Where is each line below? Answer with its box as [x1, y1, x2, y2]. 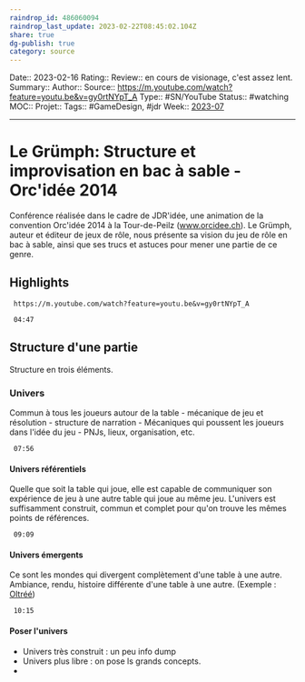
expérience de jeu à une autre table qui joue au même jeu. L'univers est [9, 493, 277, 505]
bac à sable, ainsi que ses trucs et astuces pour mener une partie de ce [9, 239, 278, 250]
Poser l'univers [9, 625, 68, 637]
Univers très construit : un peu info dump [22, 646, 177, 657]
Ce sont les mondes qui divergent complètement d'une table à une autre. [9, 569, 283, 580]
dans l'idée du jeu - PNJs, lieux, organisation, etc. [9, 426, 195, 437]
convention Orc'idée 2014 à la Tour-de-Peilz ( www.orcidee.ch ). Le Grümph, [9, 220, 292, 231]
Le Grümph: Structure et [9, 142, 197, 162]
